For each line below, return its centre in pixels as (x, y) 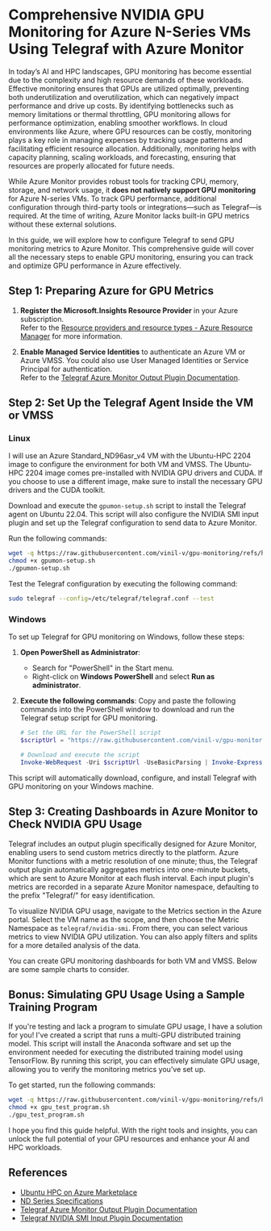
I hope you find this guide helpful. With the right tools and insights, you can (133, 1130)
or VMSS (31, 416)
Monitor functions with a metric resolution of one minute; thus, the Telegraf (133, 861)
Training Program (53, 1007)
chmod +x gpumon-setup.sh (52, 561)
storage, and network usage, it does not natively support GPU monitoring (132, 190)
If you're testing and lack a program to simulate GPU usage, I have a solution (135, 1027)
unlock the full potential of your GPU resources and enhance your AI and (129, 1138)
